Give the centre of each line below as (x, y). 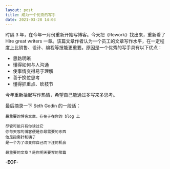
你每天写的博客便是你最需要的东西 (36, 132)
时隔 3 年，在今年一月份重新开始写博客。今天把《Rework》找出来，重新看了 (86, 35)
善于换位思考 (26, 78)
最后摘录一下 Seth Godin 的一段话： (43, 106)
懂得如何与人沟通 (31, 65)
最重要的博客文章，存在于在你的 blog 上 (43, 117)
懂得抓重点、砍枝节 (33, 84)
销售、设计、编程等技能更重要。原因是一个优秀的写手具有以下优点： (90, 48)
